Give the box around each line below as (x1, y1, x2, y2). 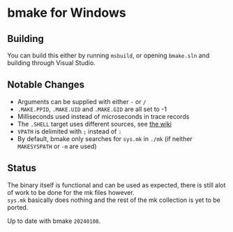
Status (7, 162, 37, 174)
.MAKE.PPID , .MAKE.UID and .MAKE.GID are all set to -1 (17, 105, 167, 113)
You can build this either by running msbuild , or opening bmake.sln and (7, 51, 210, 59)
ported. (7, 203, 29, 211)
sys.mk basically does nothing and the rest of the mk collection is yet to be (7, 196, 221, 204)
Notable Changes (7, 79, 85, 91)
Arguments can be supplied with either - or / (17, 97, 146, 106)
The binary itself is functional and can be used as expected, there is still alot (7, 180, 226, 189)
